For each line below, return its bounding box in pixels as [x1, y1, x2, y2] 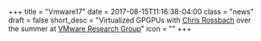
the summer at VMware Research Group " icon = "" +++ [8, 24, 192, 33]
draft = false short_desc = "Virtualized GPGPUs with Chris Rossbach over [8, 15, 251, 25]
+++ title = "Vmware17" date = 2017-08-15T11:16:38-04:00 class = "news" [8, 7, 255, 16]
